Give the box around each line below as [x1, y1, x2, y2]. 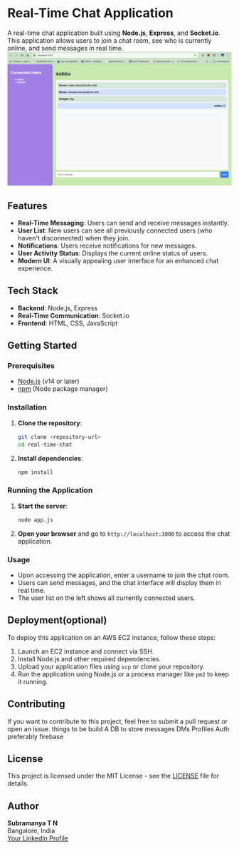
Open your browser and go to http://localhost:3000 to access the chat [17, 529, 230, 538]
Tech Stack [7, 285, 58, 297]
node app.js [17, 516, 53, 524]
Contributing [7, 698, 65, 711]
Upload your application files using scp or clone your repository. [17, 662, 205, 671]
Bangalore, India [7, 826, 55, 835]
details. [7, 779, 29, 788]
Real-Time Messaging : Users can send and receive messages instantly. [17, 218, 230, 227]
